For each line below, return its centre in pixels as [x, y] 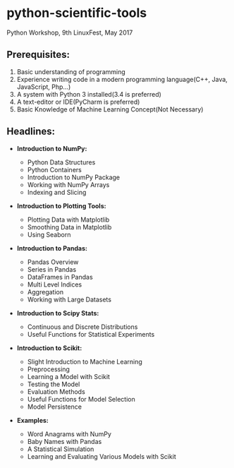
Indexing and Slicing [57, 192]
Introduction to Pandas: [52, 248]
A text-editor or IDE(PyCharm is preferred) [78, 102]
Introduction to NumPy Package [74, 177]
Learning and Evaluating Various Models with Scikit [102, 456]
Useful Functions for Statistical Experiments [91, 334]
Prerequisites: [38, 55]
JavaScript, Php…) [44, 87]
